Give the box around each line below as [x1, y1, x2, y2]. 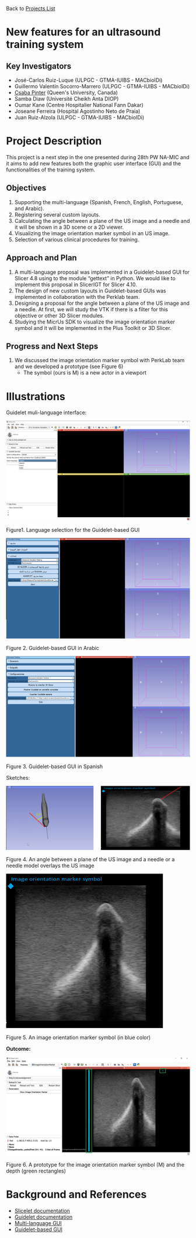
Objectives [6, 183, 47, 193]
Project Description [6, 135, 102, 148]
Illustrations [6, 390, 65, 403]
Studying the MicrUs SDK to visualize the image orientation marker [14, 318, 176, 325]
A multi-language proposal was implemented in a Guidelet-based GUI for [14, 269, 190, 276]
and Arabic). [14, 205, 45, 212]
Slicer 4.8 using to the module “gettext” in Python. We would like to [14, 274, 176, 281]
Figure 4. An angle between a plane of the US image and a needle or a [6, 855, 175, 862]
